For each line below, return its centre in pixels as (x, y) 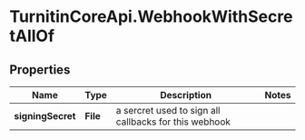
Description (186, 95)
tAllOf (32, 36)
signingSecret (45, 116)
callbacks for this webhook (173, 122)
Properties (40, 70)
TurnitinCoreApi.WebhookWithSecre (151, 17)
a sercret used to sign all (168, 110)
